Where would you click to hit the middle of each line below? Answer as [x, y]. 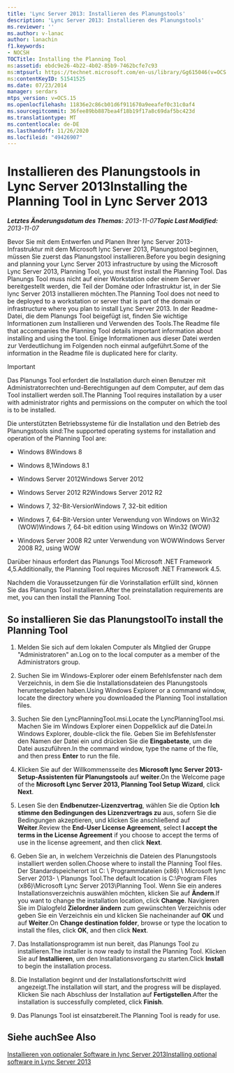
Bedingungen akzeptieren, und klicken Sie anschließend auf [104, 820]
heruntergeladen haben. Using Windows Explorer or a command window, [122, 690]
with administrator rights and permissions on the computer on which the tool [117, 403]
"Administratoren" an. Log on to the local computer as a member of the [118, 655]
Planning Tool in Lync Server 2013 [108, 202]
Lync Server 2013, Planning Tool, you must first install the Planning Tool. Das [117, 272]
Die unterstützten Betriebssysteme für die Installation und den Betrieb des [114, 424]
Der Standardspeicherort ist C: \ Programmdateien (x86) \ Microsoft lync [122, 871]
